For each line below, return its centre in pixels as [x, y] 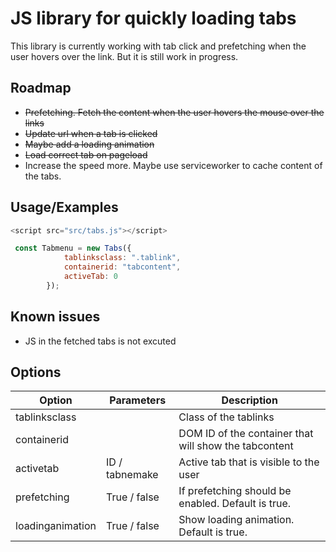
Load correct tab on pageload [86, 154]
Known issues [55, 317]
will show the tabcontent [236, 446]
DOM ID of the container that [246, 434]
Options [36, 372]
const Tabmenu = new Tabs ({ [73, 248]
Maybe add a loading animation [89, 144]
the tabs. [43, 176]
